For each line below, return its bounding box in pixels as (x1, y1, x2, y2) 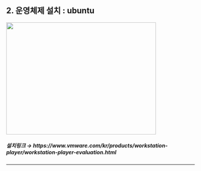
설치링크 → (6, 142, 32, 149)
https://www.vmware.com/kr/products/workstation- (32, 142, 168, 149)
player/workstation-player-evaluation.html (6, 149, 117, 156)
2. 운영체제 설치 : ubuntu (6, 5, 95, 16)
